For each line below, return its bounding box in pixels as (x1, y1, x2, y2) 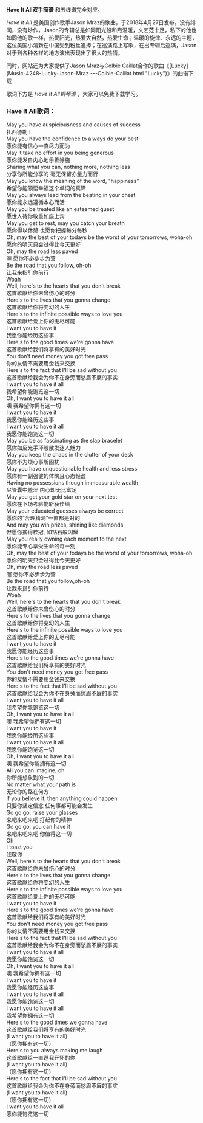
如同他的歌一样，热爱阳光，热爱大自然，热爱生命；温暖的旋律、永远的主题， (6, 34, 198, 41)
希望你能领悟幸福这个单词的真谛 (6, 185, 86, 192)
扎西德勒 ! (6, 128, 31, 136)
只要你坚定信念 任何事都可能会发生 (6, 802, 93, 809)
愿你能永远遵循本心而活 (6, 199, 65, 206)
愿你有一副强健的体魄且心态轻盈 (6, 472, 86, 480)
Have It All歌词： (6, 106, 56, 115)
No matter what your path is (6, 781, 76, 788)
